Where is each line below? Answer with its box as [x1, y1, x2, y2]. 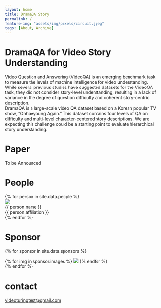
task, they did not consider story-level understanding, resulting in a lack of [5, 89, 156, 95]
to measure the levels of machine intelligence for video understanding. [5, 79, 149, 85]
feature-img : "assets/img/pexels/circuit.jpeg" [5, 21, 105, 26]
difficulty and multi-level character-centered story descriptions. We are [5, 116, 150, 122]
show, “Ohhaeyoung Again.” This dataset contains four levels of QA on [5, 111, 148, 117]
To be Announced [5, 160, 41, 166]
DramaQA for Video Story [5, 47, 111, 58]
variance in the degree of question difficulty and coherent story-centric [5, 95, 150, 101]
